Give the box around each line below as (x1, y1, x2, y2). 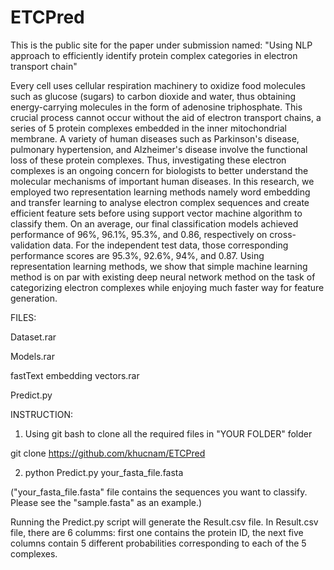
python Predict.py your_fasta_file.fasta (24, 466, 184, 478)
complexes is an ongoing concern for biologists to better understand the (10, 164, 309, 176)
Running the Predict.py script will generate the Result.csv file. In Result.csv (10, 516, 319, 528)
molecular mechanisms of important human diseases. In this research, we (10, 175, 315, 187)
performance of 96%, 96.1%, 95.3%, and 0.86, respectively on (10, 228, 268, 240)
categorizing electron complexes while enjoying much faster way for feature (10, 281, 325, 293)
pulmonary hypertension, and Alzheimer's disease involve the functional (10, 143, 308, 155)
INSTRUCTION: (10, 408, 73, 420)
